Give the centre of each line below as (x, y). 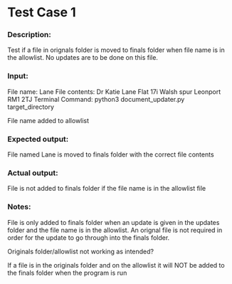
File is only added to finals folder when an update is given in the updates (114, 222)
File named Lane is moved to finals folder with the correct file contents (111, 154)
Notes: (19, 207)
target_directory (31, 107)
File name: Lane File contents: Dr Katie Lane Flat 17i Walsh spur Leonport (114, 91)
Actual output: (33, 173)
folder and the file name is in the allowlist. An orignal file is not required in (115, 230)
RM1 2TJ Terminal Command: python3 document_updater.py (96, 99)
